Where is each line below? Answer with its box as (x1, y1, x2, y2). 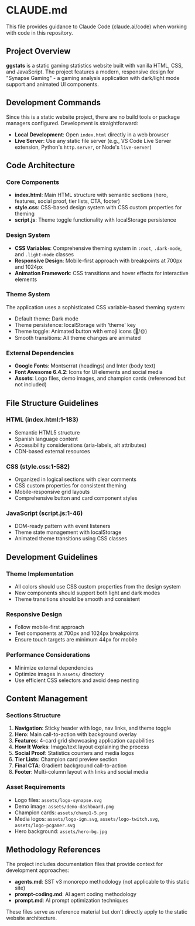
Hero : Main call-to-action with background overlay (14, 731, 137, 738)
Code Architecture (6, 160, 75, 171)
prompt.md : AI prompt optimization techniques (14, 897, 129, 904)
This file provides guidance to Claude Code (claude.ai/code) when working (6, 23, 187, 30)
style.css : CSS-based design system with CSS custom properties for (14, 204, 182, 211)
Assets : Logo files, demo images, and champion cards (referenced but (14, 375, 186, 382)
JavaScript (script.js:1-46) (6, 509, 83, 517)
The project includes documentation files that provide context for (6, 860, 163, 867)
